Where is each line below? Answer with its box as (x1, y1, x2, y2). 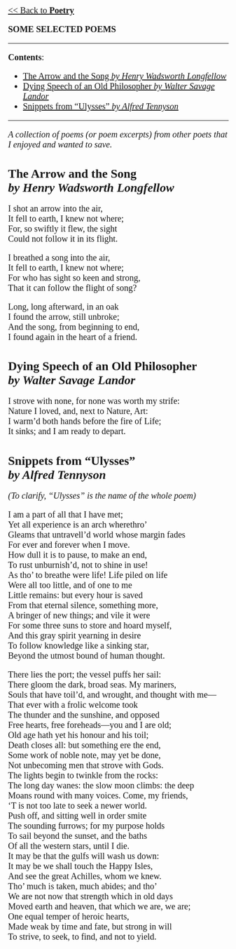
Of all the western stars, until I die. (8, 840, 130, 851)
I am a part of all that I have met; (8, 509, 123, 520)
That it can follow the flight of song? (8, 283, 137, 293)
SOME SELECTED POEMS (8, 24, 116, 34)
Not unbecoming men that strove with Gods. (8, 760, 164, 770)
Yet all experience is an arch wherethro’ (8, 519, 148, 530)
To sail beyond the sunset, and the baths (8, 830, 148, 841)
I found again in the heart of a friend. (8, 332, 137, 342)
